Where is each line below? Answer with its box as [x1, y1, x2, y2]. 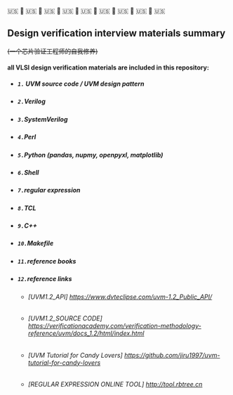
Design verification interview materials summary [7, 27, 226, 39]
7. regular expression [17, 186, 81, 195]
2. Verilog [17, 97, 46, 105]
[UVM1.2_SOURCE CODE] [27, 314, 103, 323]
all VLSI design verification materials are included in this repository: [7, 63, 209, 72]
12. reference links [17, 275, 72, 283]
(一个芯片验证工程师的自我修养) [7, 46, 98, 56]
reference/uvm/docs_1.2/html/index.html [27, 329, 145, 337]
